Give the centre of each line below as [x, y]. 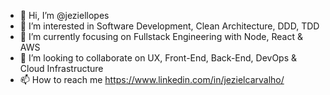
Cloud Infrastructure [61, 68]
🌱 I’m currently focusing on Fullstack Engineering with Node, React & [161, 36]
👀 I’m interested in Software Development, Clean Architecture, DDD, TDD [169, 26]
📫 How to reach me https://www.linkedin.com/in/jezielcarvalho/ [152, 79]
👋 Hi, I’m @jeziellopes [64, 15]
